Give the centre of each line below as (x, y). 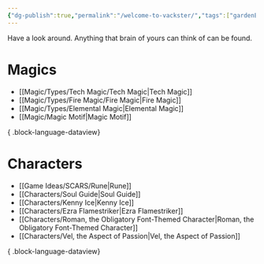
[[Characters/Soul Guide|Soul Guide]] (80, 194)
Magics (32, 70)
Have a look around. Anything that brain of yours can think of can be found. (130, 38)
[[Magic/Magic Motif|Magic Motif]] (75, 117)
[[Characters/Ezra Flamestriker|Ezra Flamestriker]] (101, 210)
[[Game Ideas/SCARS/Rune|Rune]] (75, 185)
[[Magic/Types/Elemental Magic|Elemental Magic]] (101, 108)
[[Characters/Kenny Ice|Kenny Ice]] (76, 203)
